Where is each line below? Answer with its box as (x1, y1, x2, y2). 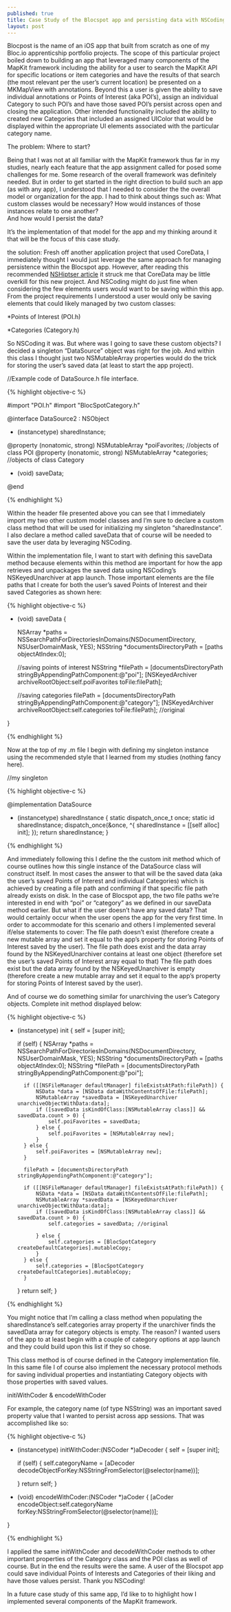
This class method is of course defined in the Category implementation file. (7, 1356, 221, 1365)
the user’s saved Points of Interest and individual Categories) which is (7, 877, 205, 885)
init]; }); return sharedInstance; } (16, 828, 109, 837)
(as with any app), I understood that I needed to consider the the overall (7, 185, 210, 193)
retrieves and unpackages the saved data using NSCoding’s (7, 566, 177, 575)
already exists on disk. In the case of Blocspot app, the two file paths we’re (7, 892, 219, 900)
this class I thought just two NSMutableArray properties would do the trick (7, 354, 217, 362)
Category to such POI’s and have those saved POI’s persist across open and (7, 100, 222, 109)
